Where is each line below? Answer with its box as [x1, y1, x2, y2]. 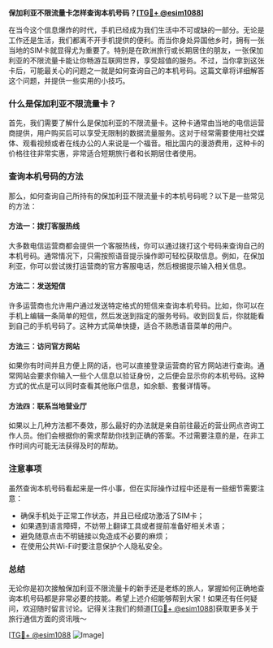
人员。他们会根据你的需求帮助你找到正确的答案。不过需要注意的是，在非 [15, 430, 258, 441]
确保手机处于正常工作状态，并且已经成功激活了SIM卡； [19, 511, 205, 521]
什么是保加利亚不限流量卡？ [8, 97, 117, 109]
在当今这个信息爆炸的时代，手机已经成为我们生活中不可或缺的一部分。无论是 [8, 25, 265, 35]
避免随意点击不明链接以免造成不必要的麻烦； [19, 531, 171, 541]
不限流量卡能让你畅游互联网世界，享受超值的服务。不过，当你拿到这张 [29, 56, 265, 65]
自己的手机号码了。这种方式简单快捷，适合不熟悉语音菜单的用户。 [15, 321, 236, 330]
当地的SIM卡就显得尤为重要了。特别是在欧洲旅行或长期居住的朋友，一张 [8, 45, 249, 55]
